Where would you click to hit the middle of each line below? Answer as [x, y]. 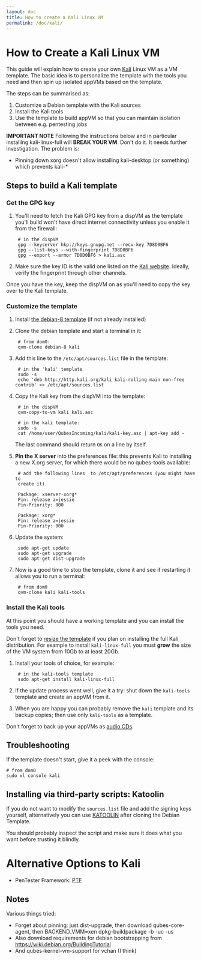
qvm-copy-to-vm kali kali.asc [55, 412]
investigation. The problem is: [43, 149]
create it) [31, 484]
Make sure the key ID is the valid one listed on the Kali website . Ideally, [102, 266]
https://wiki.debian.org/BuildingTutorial [63, 944]
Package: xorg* [37, 516]
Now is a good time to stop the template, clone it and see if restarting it [103, 570]
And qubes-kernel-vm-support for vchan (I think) [76, 950]
